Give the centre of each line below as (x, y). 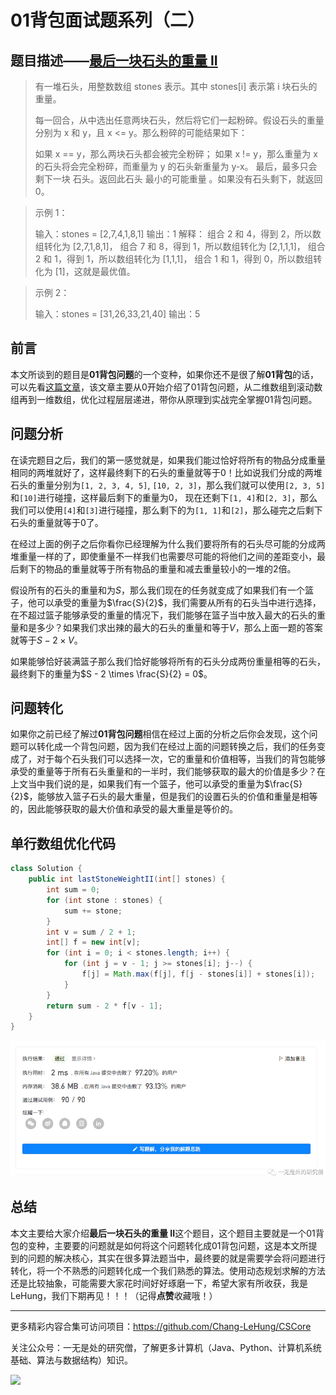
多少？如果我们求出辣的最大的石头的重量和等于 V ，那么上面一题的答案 (179, 627)
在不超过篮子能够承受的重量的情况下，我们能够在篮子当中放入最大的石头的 (163, 615)
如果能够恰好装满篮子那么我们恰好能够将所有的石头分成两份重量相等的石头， (168, 661)
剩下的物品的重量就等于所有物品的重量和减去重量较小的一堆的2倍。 (157, 568)
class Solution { (46, 869)
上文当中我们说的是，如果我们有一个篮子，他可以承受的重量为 (137, 784)
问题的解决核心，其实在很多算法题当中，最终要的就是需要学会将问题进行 (176, 1258)
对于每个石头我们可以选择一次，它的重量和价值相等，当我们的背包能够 (181, 759)
